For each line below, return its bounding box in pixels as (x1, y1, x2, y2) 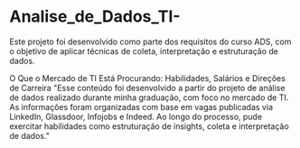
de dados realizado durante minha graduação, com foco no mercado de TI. (9, 92, 289, 103)
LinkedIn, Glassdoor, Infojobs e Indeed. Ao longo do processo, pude (9, 111, 263, 122)
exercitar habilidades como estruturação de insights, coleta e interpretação (9, 120, 289, 132)
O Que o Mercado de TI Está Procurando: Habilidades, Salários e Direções (9, 72, 286, 83)
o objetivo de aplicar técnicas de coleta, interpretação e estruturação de (9, 45, 278, 56)
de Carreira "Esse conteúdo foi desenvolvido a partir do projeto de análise (9, 82, 286, 93)
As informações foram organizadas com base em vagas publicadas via (9, 101, 274, 112)
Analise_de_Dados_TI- (9, 6, 181, 27)
